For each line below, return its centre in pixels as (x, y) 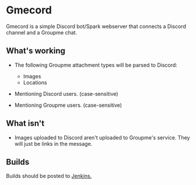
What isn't (25, 123)
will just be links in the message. (53, 144)
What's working (36, 51)
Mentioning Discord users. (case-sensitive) (66, 93)
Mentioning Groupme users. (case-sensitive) (68, 105)
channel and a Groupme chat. (42, 32)
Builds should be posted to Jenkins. (49, 176)
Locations (35, 82)
